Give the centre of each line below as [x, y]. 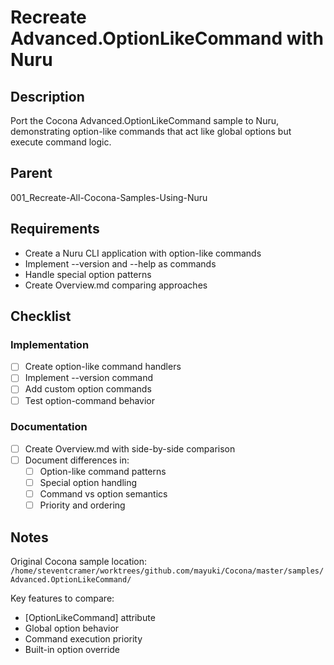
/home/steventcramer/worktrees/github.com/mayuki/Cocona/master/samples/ [167, 571]
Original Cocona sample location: [79, 562]
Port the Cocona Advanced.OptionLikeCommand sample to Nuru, [144, 120]
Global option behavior [72, 628]
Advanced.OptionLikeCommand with [167, 38]
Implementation [50, 344]
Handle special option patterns [88, 274]
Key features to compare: [62, 598]
